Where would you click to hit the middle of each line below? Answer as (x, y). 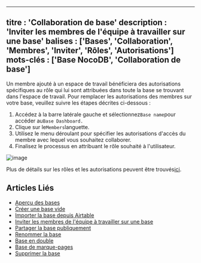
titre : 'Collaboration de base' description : (87, 22)
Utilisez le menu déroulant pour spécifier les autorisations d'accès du (100, 133)
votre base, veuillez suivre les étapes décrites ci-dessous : (79, 103)
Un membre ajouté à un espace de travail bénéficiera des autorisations (94, 84)
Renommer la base (38, 234)
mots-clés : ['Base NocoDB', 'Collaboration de (94, 60)
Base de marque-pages (44, 247)
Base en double (34, 240)
